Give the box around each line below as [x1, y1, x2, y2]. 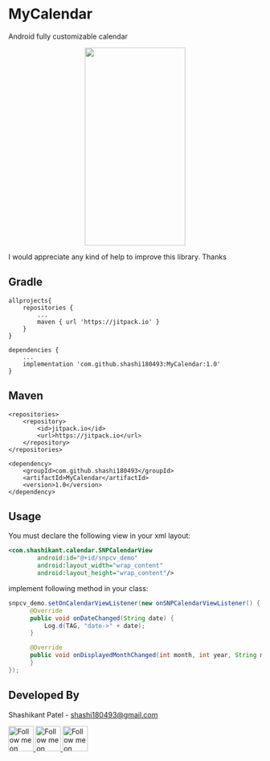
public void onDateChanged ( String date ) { [29, 614, 174, 622]
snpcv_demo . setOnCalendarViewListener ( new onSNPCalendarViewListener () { [8, 599, 261, 607]
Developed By [8, 689, 80, 702]
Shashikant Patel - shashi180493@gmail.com [8, 709, 158, 719]
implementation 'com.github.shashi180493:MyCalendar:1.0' [22, 360, 221, 368]
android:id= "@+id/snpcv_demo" [37, 554, 138, 562]
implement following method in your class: [8, 583, 149, 593]
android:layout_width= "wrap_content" [37, 561, 163, 570]
